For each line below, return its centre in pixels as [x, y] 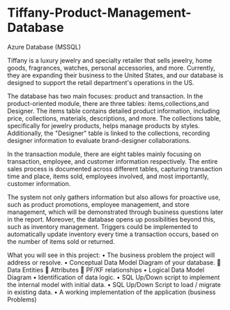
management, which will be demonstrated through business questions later [115, 212]
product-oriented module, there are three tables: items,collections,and [108, 103]
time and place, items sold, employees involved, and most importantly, [108, 176]
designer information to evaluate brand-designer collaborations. [99, 140]
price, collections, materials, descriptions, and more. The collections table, [114, 118]
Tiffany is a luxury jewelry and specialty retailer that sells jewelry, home [110, 60]
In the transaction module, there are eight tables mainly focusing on [104, 154]
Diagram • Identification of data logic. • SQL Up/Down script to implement [114, 277]
